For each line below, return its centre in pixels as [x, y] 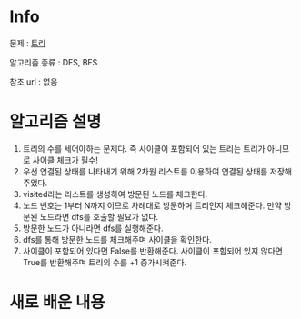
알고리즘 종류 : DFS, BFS [54, 62]
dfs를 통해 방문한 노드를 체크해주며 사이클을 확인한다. [117, 239]
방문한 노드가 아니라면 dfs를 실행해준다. [93, 228]
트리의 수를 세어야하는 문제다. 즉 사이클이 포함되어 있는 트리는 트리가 [144, 148]
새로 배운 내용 [57, 303]
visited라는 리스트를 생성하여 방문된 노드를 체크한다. [115, 194]
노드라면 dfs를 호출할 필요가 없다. [99, 216]
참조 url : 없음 [34, 81]
